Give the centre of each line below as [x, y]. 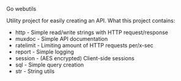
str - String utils [35, 71]
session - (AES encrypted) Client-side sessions [75, 58]
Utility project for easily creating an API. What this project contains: [91, 20]
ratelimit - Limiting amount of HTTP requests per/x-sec [84, 45]
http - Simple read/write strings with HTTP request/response [91, 32]
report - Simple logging [45, 52]
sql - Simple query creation [50, 65]
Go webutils [21, 9]
